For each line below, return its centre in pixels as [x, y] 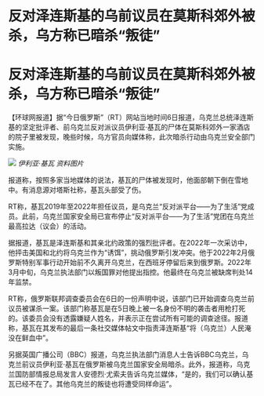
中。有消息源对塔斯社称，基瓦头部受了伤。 [77, 190]
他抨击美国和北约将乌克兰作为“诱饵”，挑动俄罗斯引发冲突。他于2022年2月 [128, 252]
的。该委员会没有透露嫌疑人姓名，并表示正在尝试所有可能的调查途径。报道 [128, 318]
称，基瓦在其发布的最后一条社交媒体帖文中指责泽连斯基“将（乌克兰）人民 [127, 328]
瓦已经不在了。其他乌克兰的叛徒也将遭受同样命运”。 [92, 384]
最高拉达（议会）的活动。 [49, 226]
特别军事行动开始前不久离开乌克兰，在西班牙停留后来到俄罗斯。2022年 [137, 263]
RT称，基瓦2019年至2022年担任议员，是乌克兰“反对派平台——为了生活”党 [128, 207]
